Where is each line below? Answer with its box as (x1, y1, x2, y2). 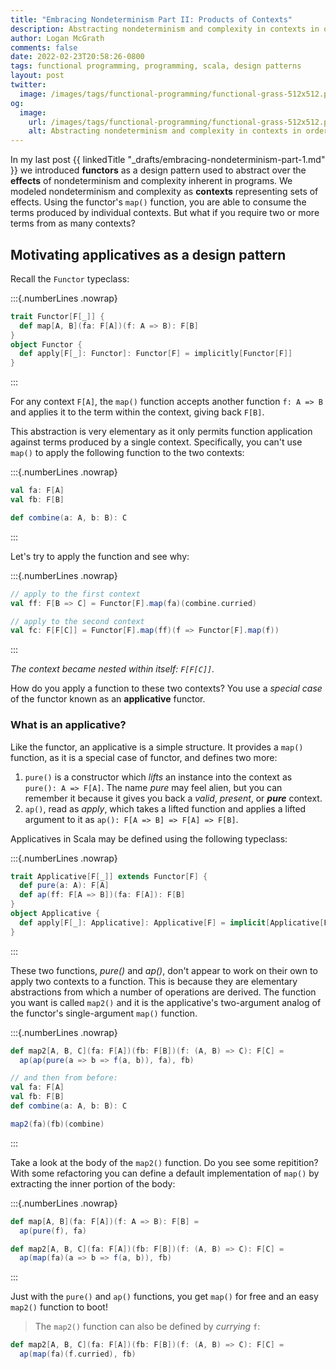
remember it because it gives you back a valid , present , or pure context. (24, 792, 323, 804)
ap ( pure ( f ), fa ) (19, 1226, 87, 1236)
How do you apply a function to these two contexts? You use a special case (10, 682, 323, 695)
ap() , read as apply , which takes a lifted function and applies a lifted (24, 802, 307, 815)
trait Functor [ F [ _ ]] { (10, 311, 105, 321)
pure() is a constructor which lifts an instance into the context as (24, 771, 293, 783)
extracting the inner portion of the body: (10, 1177, 176, 1190)
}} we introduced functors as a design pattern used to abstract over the (10, 164, 307, 176)
